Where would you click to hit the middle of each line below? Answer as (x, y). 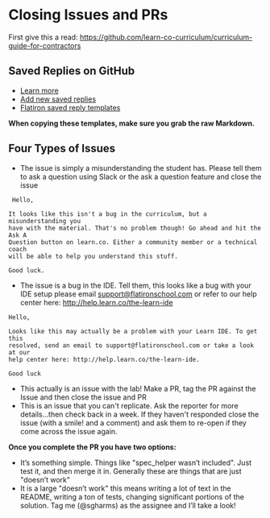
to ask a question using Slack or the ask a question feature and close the (141, 176)
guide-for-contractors (45, 45)
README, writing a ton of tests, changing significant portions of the (132, 496)
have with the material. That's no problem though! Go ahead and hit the (135, 228)
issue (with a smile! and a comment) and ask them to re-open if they (133, 423)
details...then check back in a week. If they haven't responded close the (139, 414)
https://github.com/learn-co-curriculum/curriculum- (166, 37)
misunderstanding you (45, 221)
